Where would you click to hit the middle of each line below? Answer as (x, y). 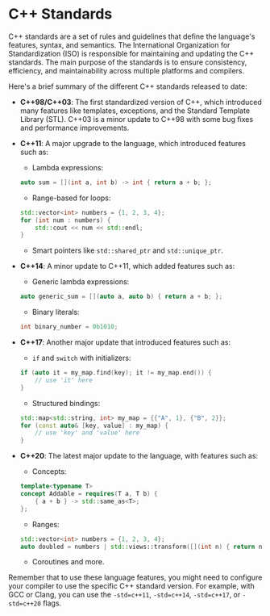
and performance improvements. (75, 128)
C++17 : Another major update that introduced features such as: (125, 342)
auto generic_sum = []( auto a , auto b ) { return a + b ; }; (121, 297)
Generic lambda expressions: (81, 282)
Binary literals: (56, 312)
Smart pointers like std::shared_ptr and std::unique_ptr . (128, 250)
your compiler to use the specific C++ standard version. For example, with (132, 586)
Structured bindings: (66, 403)
